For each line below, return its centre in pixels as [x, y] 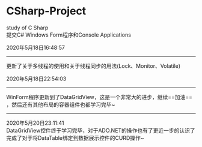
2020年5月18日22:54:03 [36, 79]
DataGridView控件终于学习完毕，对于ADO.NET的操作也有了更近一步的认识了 [101, 130]
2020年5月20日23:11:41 [35, 123]
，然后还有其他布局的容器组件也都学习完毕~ [61, 104]
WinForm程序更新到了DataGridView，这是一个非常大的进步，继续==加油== [99, 97]
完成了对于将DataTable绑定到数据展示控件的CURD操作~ [75, 138]
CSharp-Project [46, 11]
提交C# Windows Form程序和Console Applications [69, 35]
